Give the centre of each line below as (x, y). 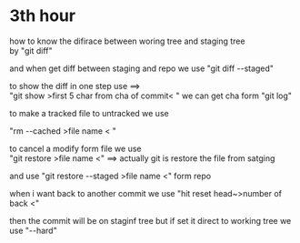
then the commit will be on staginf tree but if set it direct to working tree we (150, 220)
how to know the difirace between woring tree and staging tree (127, 41)
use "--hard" (33, 230)
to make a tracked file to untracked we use (90, 113)
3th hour (42, 16)
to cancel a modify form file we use (75, 148)
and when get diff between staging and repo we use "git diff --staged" (142, 68)
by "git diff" (31, 50)
